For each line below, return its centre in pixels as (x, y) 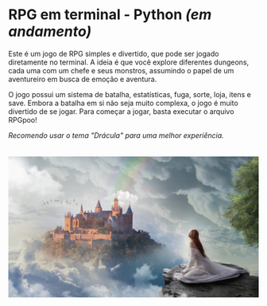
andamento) (50, 31)
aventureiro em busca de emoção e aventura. (83, 79)
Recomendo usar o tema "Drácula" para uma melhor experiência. (116, 135)
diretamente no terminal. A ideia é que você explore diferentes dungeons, (129, 62)
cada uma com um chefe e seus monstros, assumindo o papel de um (121, 70)
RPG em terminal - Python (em (110, 15)
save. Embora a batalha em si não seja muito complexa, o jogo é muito (123, 103)
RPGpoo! (23, 120)
